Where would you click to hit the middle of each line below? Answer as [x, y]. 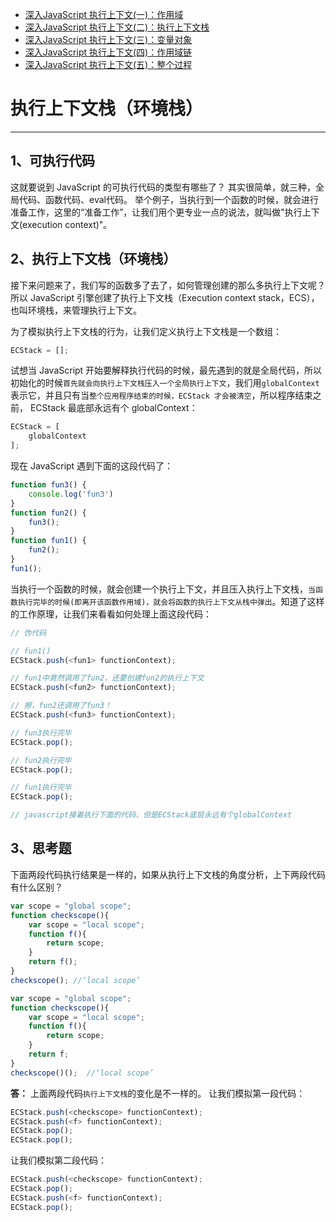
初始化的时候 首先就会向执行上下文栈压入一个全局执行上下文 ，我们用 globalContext [165, 383]
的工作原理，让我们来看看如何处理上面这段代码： [111, 614]
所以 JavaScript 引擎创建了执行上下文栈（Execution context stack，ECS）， [165, 297]
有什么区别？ [36, 887]
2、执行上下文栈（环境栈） [93, 259]
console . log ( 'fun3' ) [71, 494]
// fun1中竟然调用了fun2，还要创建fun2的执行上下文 [107, 678]
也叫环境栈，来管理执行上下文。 [76, 310]
